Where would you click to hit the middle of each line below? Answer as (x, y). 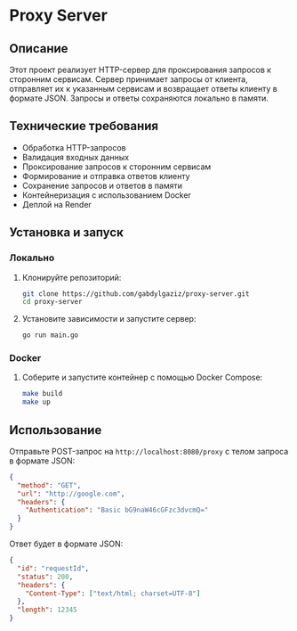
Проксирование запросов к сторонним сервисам (116, 167)
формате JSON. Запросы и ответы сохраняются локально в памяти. (139, 98)
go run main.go (50, 335)
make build (42, 394)
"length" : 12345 (47, 610)
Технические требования (84, 126)
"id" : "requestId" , (53, 568)
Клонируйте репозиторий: (72, 277)
